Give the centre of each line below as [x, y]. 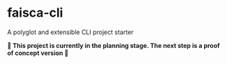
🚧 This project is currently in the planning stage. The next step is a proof [114, 45]
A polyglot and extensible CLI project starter [70, 32]
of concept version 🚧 [38, 53]
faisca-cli [35, 13]
